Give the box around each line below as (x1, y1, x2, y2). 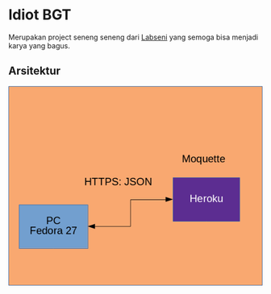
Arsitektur (8, 64, 61, 78)
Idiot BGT (8, 6, 72, 24)
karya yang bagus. (8, 40, 70, 50)
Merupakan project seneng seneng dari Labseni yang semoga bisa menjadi (8, 32, 259, 42)
